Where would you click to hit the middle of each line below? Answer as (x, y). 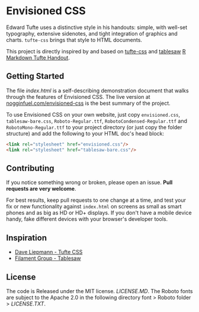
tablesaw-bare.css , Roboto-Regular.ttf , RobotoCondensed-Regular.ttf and (97, 121)
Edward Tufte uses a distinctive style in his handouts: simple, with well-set (97, 27)
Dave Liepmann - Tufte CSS (49, 252)
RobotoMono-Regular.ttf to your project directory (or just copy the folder (94, 127)
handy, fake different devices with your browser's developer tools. (87, 219)
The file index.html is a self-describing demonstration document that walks (97, 91)
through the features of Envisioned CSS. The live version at (78, 97)
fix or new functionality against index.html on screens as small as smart (94, 207)
